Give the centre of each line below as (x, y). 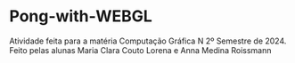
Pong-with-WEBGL (81, 16)
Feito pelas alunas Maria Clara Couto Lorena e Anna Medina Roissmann (140, 50)
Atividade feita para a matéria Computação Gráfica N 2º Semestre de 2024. (148, 41)
